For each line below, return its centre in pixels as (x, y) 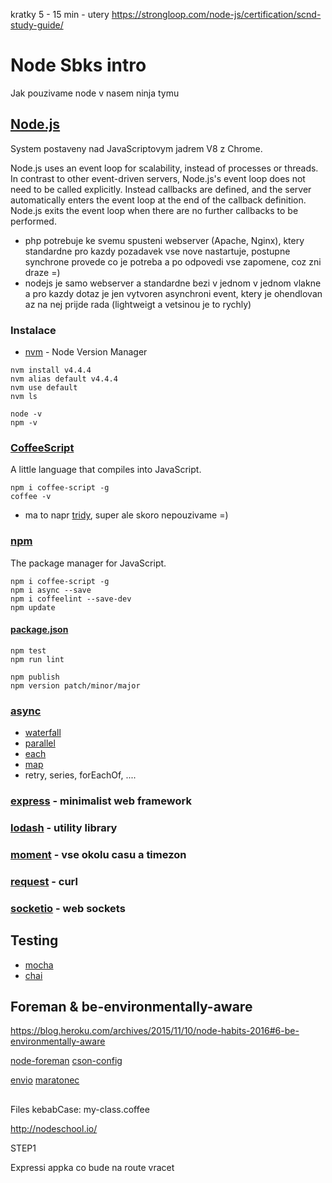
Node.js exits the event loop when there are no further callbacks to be (154, 210)
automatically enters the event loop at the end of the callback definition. (158, 200)
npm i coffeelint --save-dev (71, 599)
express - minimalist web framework (101, 801)
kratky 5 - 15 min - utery (60, 14)
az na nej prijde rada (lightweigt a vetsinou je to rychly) (138, 304)
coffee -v (31, 497)
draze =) (42, 272)
